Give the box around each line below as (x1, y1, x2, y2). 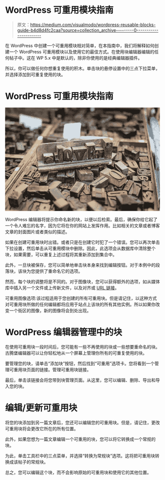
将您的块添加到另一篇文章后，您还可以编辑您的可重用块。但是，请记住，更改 (5, 419, 160, 425)
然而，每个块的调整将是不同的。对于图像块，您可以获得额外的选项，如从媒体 (5, 279, 160, 285)
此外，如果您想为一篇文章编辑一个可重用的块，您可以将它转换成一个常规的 (5, 436, 156, 442)
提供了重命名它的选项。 (35, 268, 82, 274)
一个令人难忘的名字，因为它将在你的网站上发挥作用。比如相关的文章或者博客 (5, 223, 160, 228)
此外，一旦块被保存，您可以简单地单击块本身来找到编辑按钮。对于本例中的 (5, 262, 156, 268)
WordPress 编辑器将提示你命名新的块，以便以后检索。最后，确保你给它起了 (5, 216, 158, 222)
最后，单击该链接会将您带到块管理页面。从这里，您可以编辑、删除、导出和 (5, 377, 156, 383)
